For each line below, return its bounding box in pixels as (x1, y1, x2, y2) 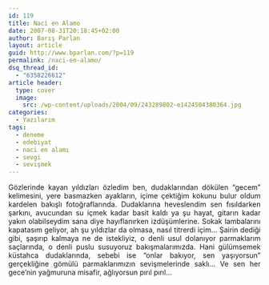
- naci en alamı (15, 146, 70, 154)
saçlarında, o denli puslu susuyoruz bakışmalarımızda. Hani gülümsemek (8, 242, 261, 252)
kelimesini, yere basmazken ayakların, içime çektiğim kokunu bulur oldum (8, 191, 261, 201)
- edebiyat (15, 138, 52, 147)
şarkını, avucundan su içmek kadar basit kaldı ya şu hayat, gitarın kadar (8, 208, 261, 218)
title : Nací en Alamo (8, 19, 81, 27)
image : (15, 94, 38, 102)
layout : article (8, 42, 62, 50)
